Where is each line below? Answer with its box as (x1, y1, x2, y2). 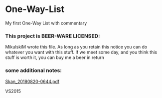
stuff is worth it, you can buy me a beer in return (5, 54, 105, 60)
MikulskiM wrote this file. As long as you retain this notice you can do (5, 44, 148, 50)
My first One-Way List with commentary (5, 20, 87, 26)
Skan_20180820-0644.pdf (5, 78, 60, 84)
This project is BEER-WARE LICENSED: (5, 32, 100, 39)
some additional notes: (5, 67, 62, 74)
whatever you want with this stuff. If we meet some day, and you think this (5, 49, 158, 55)
